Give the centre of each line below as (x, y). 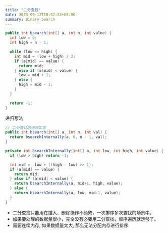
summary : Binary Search (30, 19)
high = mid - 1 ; (36, 85)
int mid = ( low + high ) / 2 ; (45, 56)
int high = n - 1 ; (29, 43)
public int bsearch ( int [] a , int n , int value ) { (59, 33)
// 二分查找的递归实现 (26, 128)
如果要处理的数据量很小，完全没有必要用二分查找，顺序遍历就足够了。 (86, 219)
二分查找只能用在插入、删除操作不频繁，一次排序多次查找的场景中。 (83, 212)
